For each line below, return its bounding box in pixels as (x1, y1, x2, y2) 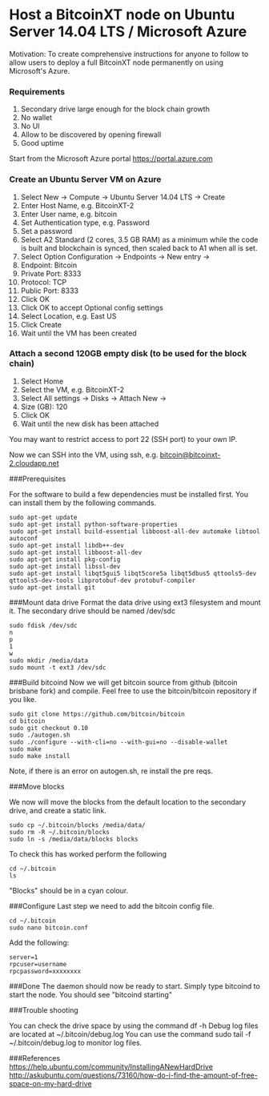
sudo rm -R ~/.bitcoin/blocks (9, 828, 110, 836)
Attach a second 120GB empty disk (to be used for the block (9, 348, 247, 359)
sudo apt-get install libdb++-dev (9, 541, 125, 549)
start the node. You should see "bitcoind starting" (9, 990, 173, 999)
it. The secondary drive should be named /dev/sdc (9, 606, 175, 616)
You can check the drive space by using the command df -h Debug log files (9, 1021, 259, 1030)
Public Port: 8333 (20, 286, 79, 295)
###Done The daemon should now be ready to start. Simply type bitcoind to (9, 981, 261, 990)
